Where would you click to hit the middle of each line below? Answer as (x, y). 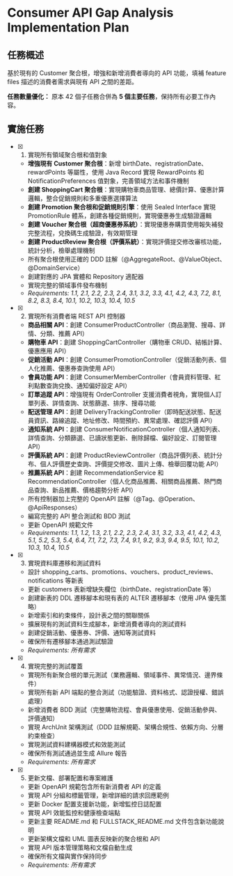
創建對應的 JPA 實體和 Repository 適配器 (86, 276)
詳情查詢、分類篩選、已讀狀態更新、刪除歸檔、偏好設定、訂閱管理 (122, 438)
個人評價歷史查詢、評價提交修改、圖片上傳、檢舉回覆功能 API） (131, 463)
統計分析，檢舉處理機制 (61, 250)
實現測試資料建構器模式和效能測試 (77, 744)
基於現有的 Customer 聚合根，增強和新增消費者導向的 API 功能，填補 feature (117, 73)
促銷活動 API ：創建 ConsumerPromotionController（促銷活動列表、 (124, 359)
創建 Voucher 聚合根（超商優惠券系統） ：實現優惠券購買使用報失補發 (126, 224)
